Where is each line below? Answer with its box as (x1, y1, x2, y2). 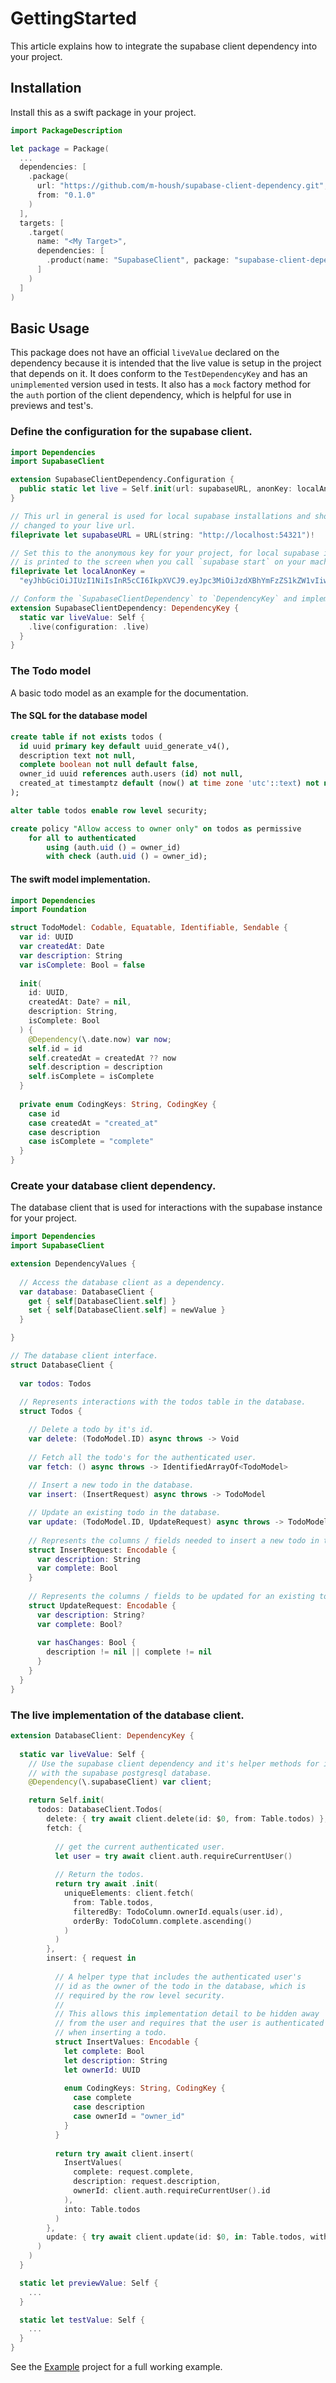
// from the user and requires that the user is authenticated (54, 2018, 325, 2029)
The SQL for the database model (10, 710, 148, 722)
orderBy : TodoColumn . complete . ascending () (73, 1916, 253, 1926)
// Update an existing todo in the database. (28, 1508, 222, 1518)
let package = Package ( (10, 143, 110, 154)
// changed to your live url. (10, 520, 137, 531)
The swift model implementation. (10, 873, 151, 885)
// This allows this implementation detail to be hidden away (54, 2009, 320, 2019)
